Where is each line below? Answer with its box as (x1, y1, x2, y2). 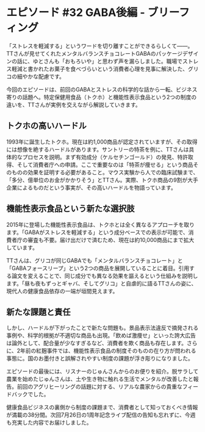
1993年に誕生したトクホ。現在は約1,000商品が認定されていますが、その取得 (6, 138, 198, 145)
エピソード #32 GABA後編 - (6, 5, 145, 20)
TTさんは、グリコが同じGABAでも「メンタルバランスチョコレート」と (6, 257, 183, 264)
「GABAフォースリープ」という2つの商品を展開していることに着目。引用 (6, 264, 190, 272)
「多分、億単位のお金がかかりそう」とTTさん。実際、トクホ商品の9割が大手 (6, 176, 198, 183)
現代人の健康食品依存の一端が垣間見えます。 (6, 287, 118, 295)
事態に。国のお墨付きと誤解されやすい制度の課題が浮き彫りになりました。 (6, 355, 193, 362)
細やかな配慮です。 (16, 73, 65, 80)
